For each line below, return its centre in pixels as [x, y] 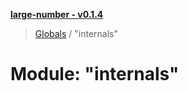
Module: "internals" [95, 74]
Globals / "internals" [76, 33]
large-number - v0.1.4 [57, 14]
